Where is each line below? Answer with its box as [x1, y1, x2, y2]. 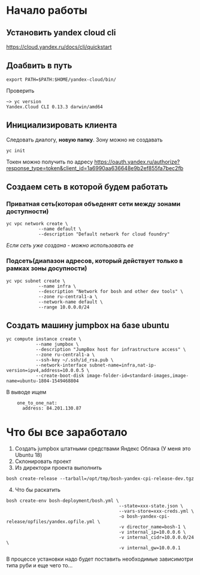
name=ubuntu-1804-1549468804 [6, 378, 79, 384]
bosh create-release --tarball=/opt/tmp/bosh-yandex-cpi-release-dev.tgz [6, 476, 195, 482]
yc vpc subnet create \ [6, 278, 66, 284]
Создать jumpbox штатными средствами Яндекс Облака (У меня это [14, 445, 191, 452]
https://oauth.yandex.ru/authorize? [94, 158, 180, 165]
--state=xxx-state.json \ [119, 503, 184, 509]
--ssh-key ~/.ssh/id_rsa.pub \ [35, 357, 114, 363]
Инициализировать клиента [6, 120, 117, 131]
